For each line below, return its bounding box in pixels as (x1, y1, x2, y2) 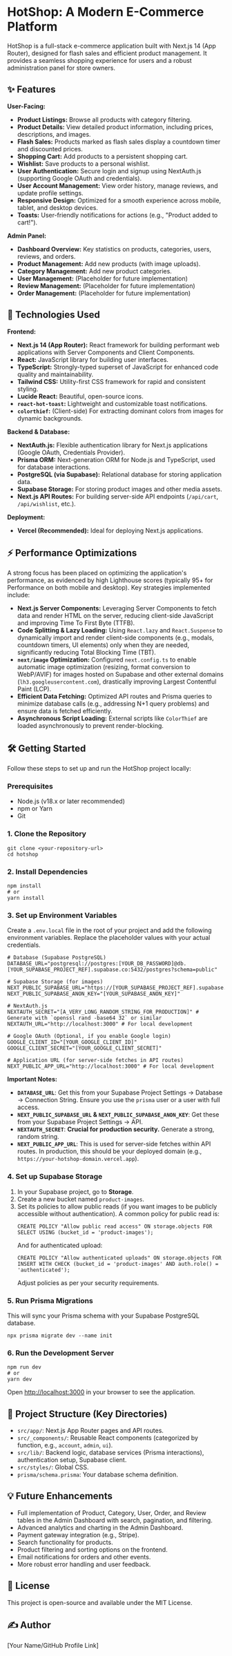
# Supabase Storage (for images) (7, 979, 104, 985)
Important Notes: (7, 1075, 57, 1084)
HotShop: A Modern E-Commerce (7, 4, 204, 20)
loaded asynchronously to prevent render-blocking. (17, 722, 164, 730)
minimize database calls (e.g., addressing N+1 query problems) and (17, 700, 209, 708)
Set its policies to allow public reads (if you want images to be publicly (17, 1202, 217, 1211)
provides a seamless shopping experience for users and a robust (7, 56, 192, 64)
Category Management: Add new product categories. (17, 267, 173, 275)
